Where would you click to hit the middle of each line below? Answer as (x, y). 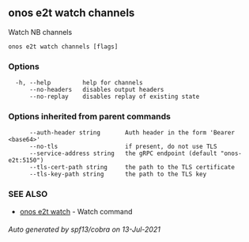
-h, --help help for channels (79, 83)
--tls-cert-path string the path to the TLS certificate (132, 168)
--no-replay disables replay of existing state (114, 97)
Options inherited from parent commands (90, 116)
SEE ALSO (28, 195)
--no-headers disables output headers (96, 90)
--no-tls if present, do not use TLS (123, 147)
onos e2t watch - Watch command (76, 211)
